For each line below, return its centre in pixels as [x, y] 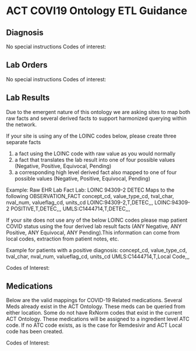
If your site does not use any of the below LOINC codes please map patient [97, 220]
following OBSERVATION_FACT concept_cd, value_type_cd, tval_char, [90, 196]
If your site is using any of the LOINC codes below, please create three [91, 136]
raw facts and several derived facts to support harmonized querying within [96, 118]
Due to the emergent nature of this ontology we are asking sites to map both [98, 112]
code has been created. [35, 332]
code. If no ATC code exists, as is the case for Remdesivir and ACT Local [94, 325]
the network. [21, 124]
